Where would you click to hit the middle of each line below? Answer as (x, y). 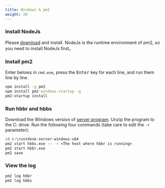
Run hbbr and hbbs (29, 109)
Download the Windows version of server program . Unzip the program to (80, 120)
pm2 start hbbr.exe (25, 148)
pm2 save (14, 153)
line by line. (17, 78)
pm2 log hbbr (19, 176)
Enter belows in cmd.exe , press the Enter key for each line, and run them (80, 72)
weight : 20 (16, 14)
